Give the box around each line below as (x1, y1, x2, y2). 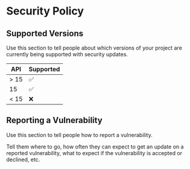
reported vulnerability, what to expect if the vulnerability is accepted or (6, 149, 183, 156)
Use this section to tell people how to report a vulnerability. (6, 131, 153, 138)
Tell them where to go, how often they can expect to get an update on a (6, 143, 184, 150)
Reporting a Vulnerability (6, 115, 103, 126)
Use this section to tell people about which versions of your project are (6, 44, 182, 51)
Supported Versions (6, 28, 83, 39)
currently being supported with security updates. (6, 51, 128, 58)
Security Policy (6, 4, 84, 18)
